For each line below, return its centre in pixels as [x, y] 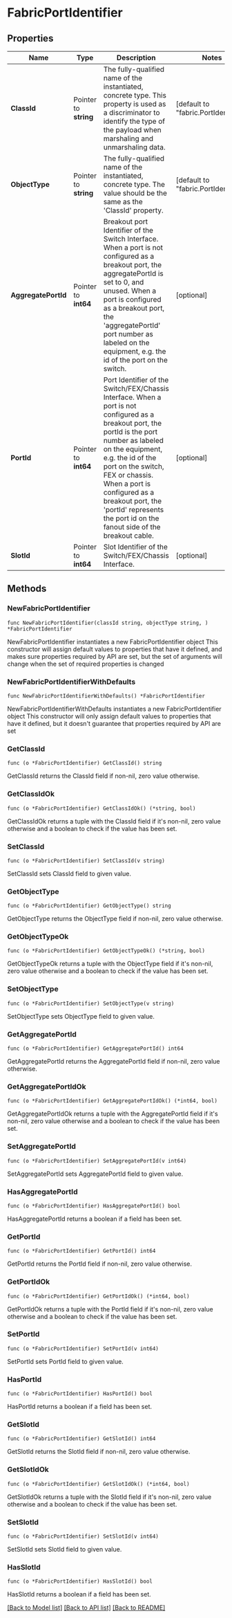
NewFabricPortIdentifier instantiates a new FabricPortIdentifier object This [113, 642]
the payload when [133, 130]
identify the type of [134, 121]
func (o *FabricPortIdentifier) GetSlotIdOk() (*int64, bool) [98, 1484]
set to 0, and [124, 282]
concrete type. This [135, 95]
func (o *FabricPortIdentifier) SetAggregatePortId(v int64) [97, 1161]
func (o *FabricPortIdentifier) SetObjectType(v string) [91, 1003]
